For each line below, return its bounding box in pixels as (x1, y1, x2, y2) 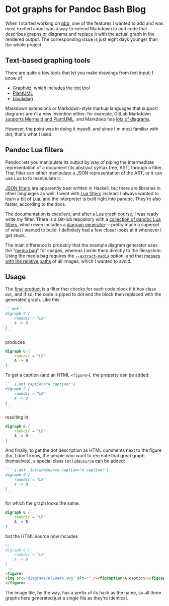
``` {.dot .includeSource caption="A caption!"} (5, 467, 109, 472)
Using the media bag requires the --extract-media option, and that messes (5, 253, 160, 259)
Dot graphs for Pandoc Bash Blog (5, 4, 146, 15)
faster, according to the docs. (5, 201, 66, 207)
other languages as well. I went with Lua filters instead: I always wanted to (5, 190, 159, 196)
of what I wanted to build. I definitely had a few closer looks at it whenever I (5, 227, 162, 233)
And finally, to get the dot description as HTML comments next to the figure (5, 447, 162, 453)
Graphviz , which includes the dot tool (12, 85, 90, 91)
